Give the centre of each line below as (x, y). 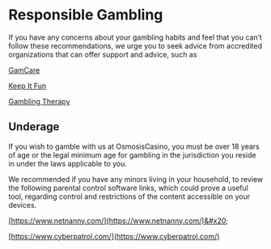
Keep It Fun (28, 86)
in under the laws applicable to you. (68, 163)
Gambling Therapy (39, 101)
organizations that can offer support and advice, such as (103, 54)
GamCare (24, 70)
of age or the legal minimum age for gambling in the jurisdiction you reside (132, 154)
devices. (23, 205)
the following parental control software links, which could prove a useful (129, 188)
